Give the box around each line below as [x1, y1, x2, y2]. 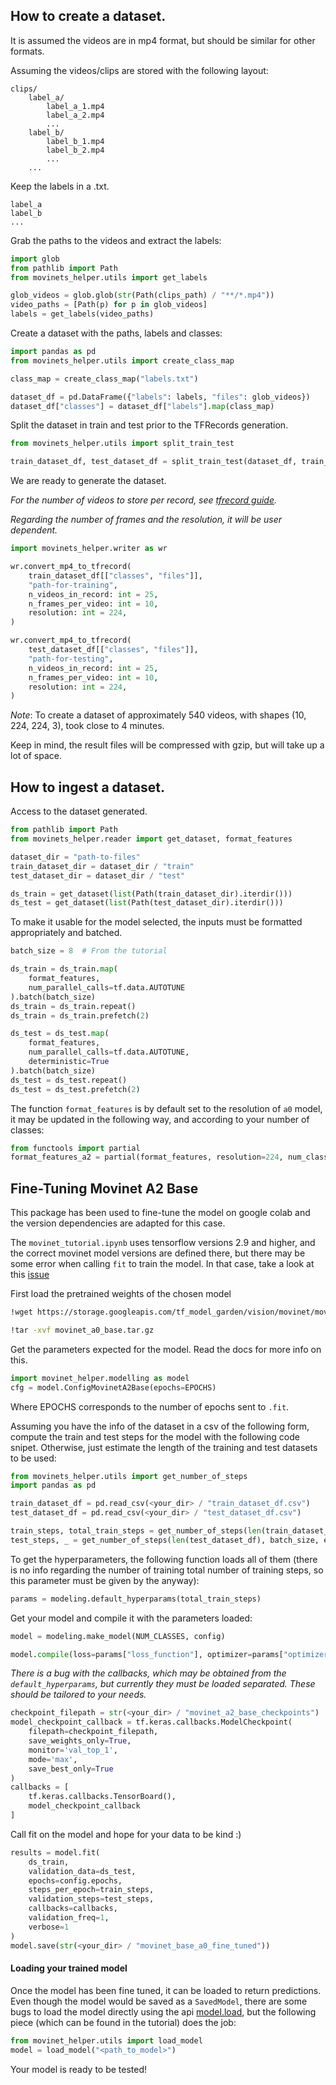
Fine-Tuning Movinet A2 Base [10, 1180, 199, 1197]
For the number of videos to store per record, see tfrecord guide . [10, 494, 278, 506]
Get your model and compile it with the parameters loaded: [10, 1612, 253, 1624]
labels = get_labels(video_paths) [10, 309, 155, 319]
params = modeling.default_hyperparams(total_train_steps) [10, 1594, 262, 1604]
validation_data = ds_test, [28, 1866, 137, 1876]
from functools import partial [10, 1143, 141, 1153]
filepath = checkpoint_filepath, [28, 1727, 159, 1737]
